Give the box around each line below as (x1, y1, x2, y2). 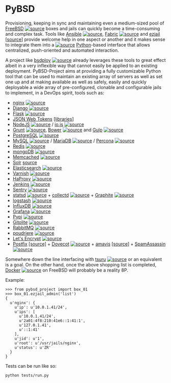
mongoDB (12, 148, 34, 154)
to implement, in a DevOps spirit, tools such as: (5, 89, 105, 96)
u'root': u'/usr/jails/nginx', (14, 341, 81, 346)
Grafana (12, 208, 30, 214)
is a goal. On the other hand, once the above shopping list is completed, (5, 261, 157, 267)
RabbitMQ (12, 224, 34, 231)
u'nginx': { (10, 300, 36, 305)
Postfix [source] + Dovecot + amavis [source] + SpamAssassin (12, 241, 166, 247)
